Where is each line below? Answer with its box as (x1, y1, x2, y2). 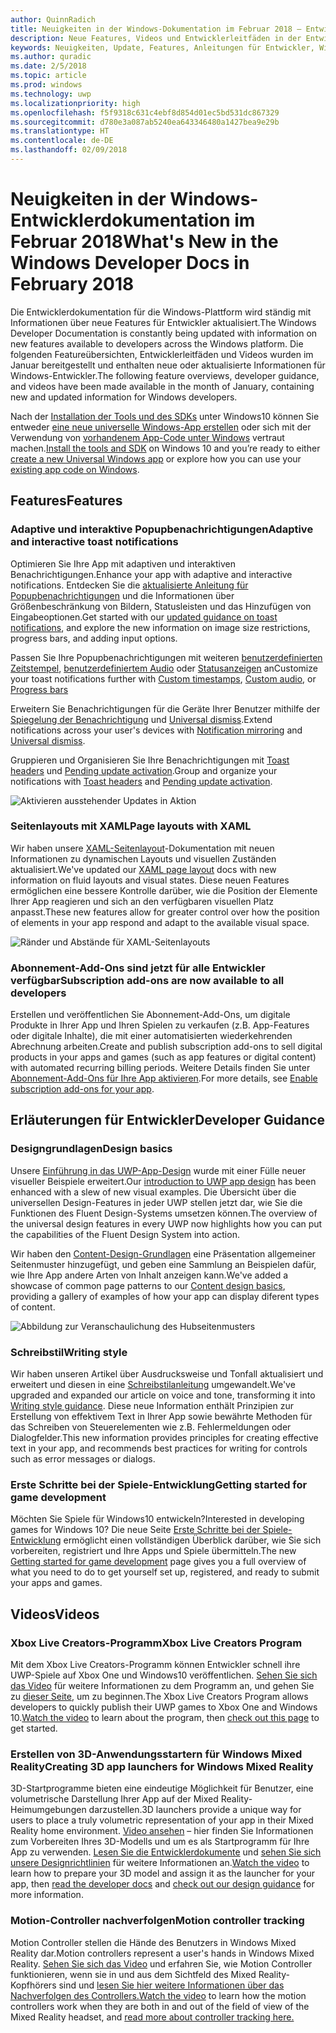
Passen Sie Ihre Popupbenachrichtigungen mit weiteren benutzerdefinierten (10, 651, 323, 663)
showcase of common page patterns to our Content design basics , (10, 1279, 286, 1291)
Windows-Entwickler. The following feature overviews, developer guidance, (10, 369, 320, 381)
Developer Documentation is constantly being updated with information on (10, 327, 318, 339)
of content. (10, 1301, 56, 1313)
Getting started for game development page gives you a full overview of (10, 1556, 307, 1568)
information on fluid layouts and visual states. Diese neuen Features (10, 874, 290, 886)
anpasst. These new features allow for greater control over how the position (10, 906, 320, 918)
